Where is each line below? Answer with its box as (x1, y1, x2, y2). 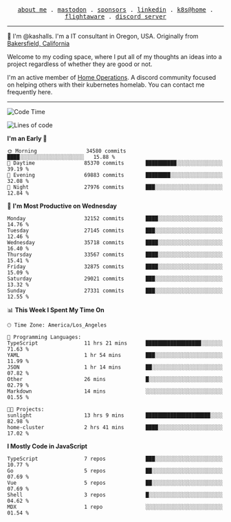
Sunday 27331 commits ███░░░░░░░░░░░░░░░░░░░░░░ (7, 287, 223, 294)
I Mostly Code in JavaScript (7, 442, 88, 450)
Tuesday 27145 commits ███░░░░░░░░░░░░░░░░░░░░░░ (7, 227, 223, 234)
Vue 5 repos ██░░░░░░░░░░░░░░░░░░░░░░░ (7, 479, 223, 486)
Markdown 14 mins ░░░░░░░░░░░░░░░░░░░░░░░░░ (7, 388, 223, 395)
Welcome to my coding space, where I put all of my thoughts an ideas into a (7, 53, 222, 61)
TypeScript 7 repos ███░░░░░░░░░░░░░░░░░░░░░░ (7, 455, 223, 462)
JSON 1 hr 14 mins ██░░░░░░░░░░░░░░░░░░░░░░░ (7, 364, 223, 371)
